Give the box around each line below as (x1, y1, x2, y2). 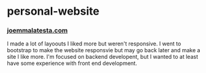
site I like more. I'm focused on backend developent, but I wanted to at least (7, 53, 199, 61)
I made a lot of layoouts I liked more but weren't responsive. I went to (7, 40, 181, 47)
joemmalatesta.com (7, 26, 68, 35)
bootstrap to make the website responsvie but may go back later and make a (7, 47, 200, 54)
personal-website (7, 4, 100, 18)
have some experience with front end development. (7, 60, 137, 67)
